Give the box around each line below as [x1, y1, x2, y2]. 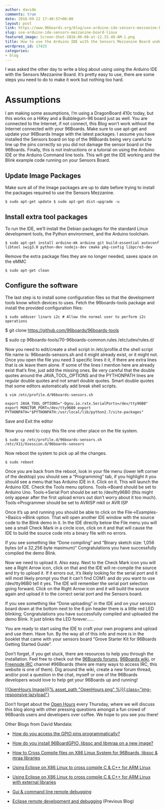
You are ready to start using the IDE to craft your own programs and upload [5, 625, 157, 632]
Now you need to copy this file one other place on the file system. [5, 428, 138, 433]
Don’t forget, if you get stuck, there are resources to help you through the [5, 651, 154, 657]
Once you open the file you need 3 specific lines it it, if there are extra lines [5, 357, 157, 363]
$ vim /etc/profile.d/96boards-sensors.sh [5, 392, 93, 397]
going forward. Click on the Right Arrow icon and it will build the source [5, 585, 149, 591]
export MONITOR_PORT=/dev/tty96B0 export [5, 405, 91, 410]
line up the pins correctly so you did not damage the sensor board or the [5, 142, 152, 147]
